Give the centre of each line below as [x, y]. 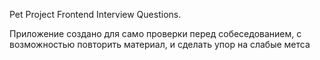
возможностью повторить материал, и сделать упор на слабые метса [160, 44]
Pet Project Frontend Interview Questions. [95, 14]
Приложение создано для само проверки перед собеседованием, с [155, 33]
